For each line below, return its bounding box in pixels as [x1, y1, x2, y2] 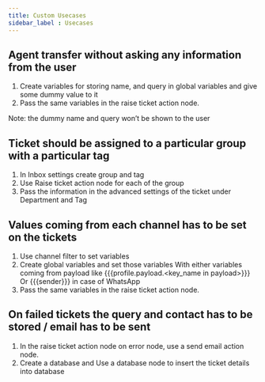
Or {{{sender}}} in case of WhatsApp [19, 276, 141, 286]
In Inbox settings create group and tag [19, 170, 145, 180]
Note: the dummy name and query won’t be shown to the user [8, 114, 210, 123]
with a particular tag [8, 149, 110, 162]
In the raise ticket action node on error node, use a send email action [19, 341, 244, 350]
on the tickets [8, 230, 78, 244]
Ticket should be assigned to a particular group [8, 136, 247, 150]
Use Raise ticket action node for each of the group [19, 179, 184, 188]
